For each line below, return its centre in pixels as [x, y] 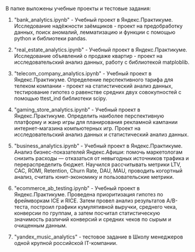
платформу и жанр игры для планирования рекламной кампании [96, 122]
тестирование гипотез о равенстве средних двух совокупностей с [98, 92]
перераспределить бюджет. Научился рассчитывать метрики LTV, [97, 164]
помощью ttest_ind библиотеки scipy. [61, 98]
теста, [22, 207]
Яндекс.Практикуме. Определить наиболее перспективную [89, 116]
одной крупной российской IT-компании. [66, 243]
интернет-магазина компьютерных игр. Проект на [77, 128]
